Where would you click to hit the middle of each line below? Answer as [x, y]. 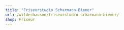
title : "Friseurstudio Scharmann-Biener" [50, 10]
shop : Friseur [20, 19]
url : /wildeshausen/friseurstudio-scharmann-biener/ [62, 15]
